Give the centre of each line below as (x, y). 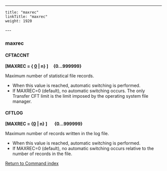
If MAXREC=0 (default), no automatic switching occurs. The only (79, 91)
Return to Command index (32, 164)
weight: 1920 (19, 21)
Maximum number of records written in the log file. (57, 134)
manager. (22, 101)
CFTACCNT (17, 55)
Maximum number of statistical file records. (50, 76)
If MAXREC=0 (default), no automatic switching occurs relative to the (83, 149)
